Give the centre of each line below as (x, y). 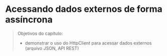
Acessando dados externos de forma (84, 9)
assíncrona (29, 20)
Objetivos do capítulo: (40, 33)
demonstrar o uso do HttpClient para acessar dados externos (88, 43)
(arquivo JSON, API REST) (52, 48)
